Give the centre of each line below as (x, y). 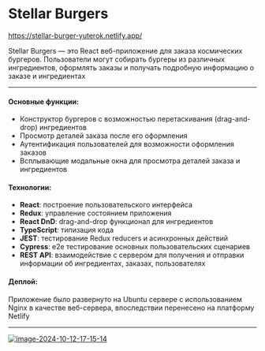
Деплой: (23, 282)
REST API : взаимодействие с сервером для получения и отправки (132, 255)
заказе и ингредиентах (47, 76)
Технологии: (30, 187)
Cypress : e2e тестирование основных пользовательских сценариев (135, 247)
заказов (33, 153)
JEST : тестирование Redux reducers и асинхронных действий (124, 238)
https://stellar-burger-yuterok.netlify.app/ (75, 35)
